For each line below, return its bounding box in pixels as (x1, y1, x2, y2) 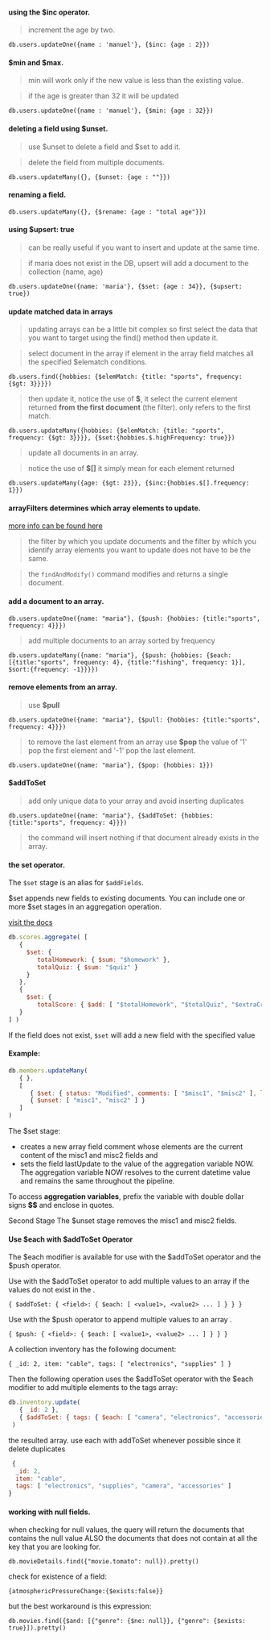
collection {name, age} (27, 267, 104, 277)
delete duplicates (8, 1444, 66, 1454)
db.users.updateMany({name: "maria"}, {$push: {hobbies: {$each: (8, 651, 231, 660)
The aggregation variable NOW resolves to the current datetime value (19, 1168, 251, 1177)
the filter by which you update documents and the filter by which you (27, 537, 257, 547)
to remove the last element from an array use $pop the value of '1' (27, 737, 247, 747)
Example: (8, 1049, 41, 1059)
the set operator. (8, 860, 66, 869)
